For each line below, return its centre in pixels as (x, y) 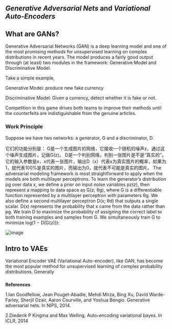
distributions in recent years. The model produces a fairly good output (79, 57)
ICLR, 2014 (17, 321)
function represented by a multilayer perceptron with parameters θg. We (82, 195)
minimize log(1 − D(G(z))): (33, 222)
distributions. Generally (30, 272)
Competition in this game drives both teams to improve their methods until (83, 108)
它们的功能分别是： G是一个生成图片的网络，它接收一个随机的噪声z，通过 (83, 148)
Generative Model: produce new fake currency (55, 88)
